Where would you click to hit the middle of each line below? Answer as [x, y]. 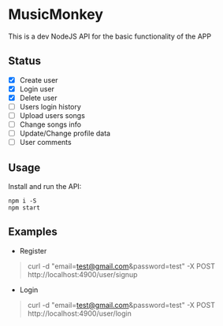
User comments [46, 143]
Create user [39, 80]
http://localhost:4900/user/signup [82, 274]
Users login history [50, 106]
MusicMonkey [56, 15]
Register [33, 250]
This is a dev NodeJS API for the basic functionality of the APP [110, 36]
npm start [24, 208]
